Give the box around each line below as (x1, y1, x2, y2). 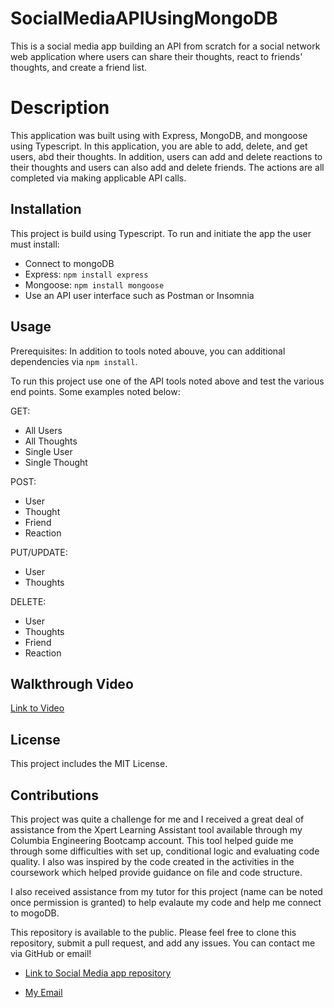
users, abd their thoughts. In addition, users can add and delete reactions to (10, 150, 323, 162)
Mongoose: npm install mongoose (24, 278, 165, 291)
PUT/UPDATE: (10, 546, 68, 558)
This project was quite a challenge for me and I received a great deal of (10, 813, 305, 825)
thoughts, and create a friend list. (10, 61, 148, 73)
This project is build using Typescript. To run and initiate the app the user (10, 227, 312, 239)
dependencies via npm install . (10, 355, 138, 367)
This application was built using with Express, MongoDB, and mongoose (10, 129, 308, 141)
